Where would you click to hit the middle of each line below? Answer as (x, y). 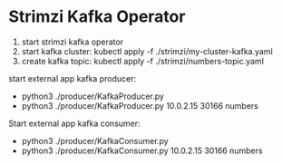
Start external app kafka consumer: (75, 123)
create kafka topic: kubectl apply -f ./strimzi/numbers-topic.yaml (143, 61)
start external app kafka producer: (73, 78)
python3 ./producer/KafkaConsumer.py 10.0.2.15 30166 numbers (142, 150)
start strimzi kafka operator (73, 42)
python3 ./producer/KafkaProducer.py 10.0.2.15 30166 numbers (140, 105)
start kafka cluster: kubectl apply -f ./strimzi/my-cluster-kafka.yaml (147, 51)
